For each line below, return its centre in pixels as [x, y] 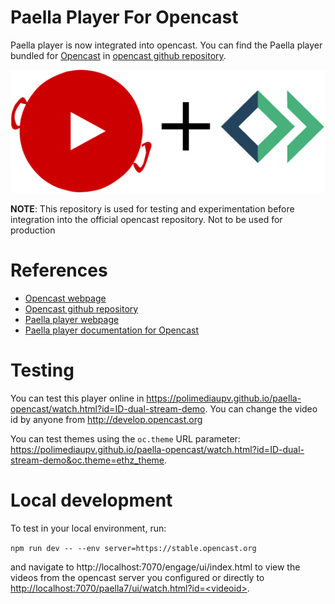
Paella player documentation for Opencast [112, 330]
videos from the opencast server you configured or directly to [137, 577]
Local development [91, 500]
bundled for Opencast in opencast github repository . [118, 55]
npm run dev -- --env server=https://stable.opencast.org [133, 548]
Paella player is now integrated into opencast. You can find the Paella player [166, 45]
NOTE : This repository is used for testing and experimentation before [152, 208]
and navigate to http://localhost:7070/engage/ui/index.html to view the [155, 567]
